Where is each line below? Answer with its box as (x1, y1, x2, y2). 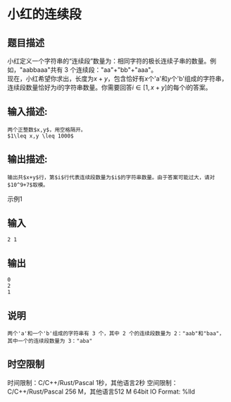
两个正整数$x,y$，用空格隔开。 (7, 126, 87, 133)
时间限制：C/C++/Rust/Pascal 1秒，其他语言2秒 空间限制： (7, 378, 178, 386)
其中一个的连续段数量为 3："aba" (7, 338, 93, 345)
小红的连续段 (7, 6, 82, 23)
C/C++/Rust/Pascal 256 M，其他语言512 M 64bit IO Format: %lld (7, 387, 196, 396)
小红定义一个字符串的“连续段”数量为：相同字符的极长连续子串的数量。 (7, 57, 211, 65)
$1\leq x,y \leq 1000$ (7, 132, 74, 140)
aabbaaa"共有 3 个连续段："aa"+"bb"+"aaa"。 (22, 66, 158, 74)
